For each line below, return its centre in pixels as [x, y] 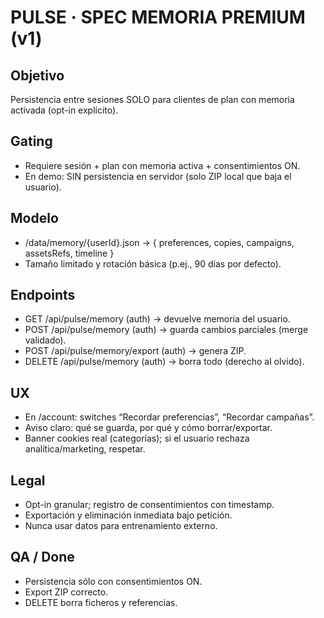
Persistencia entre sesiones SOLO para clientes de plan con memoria [152, 99]
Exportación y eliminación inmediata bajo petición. [128, 515]
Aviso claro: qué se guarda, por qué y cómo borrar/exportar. [148, 428]
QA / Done [42, 557]
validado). [45, 340]
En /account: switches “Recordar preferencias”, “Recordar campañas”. [169, 417]
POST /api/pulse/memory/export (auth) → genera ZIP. [135, 351]
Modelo [34, 218]
